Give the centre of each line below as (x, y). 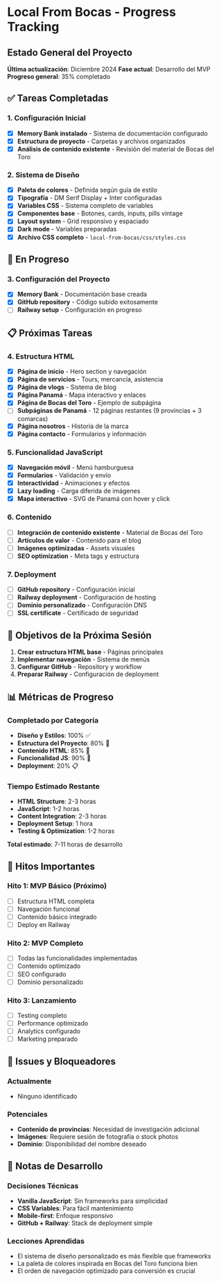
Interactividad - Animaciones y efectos (73, 483)
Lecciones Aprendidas (46, 1241)
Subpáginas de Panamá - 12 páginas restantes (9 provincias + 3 (109, 411)
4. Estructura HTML (41, 356)
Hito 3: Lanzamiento (42, 1000)
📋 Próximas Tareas (50, 333)
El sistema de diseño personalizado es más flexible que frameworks (114, 1256)
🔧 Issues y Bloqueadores (62, 1061)
